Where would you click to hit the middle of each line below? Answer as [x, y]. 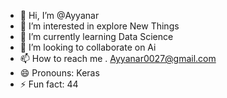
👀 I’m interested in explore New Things [99, 26]
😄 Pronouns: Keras [59, 73]
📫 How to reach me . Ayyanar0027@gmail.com [118, 58]
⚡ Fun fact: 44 [49, 84]
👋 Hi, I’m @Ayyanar [59, 15]
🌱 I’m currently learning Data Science [96, 36]
